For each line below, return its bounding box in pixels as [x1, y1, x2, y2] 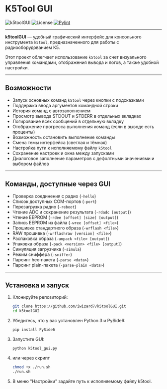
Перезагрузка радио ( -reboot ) [12, 203, 77, 209]
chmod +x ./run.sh [12, 365, 51, 370]
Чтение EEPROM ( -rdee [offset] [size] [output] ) [12, 214, 118, 220]
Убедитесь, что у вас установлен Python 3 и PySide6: [12, 318, 126, 324]
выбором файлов [12, 161, 49, 167]
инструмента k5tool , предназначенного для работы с [5, 39, 119, 45]
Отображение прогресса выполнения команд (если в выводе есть [12, 123, 155, 130]
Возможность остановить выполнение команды [12, 134, 115, 140]
